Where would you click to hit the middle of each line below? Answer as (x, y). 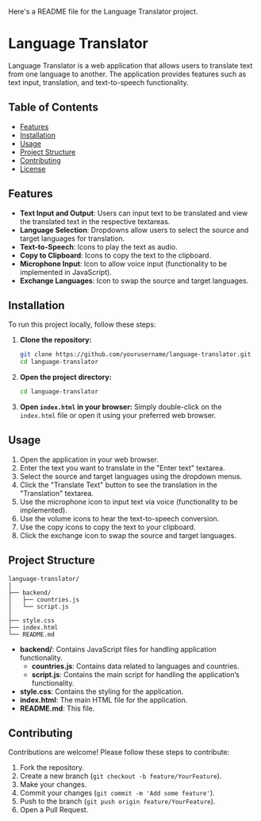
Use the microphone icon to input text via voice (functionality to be (129, 502)
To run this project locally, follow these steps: (82, 324)
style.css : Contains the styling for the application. (102, 691)
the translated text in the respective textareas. (95, 221)
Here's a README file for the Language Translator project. (103, 12)
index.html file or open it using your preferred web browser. (118, 415)
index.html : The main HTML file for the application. (104, 699)
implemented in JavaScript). (66, 272)
